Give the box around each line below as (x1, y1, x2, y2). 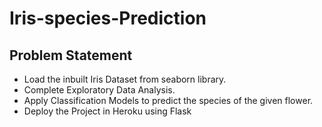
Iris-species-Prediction (9, 7, 207, 30)
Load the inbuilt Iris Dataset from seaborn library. (23, 73, 227, 85)
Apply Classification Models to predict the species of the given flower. (23, 95, 314, 106)
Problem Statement (9, 47, 133, 64)
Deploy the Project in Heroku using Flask (23, 105, 192, 117)
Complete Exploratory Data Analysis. (23, 84, 176, 96)
